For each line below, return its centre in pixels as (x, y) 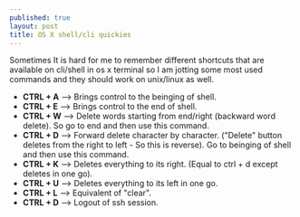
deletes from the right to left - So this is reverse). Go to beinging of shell (157, 145)
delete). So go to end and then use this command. (116, 126)
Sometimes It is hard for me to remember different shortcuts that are (137, 61)
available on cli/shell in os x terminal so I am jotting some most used (136, 70)
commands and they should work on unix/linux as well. (112, 80)
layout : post (34, 26)
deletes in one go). (58, 174)
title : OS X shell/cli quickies (70, 34)
